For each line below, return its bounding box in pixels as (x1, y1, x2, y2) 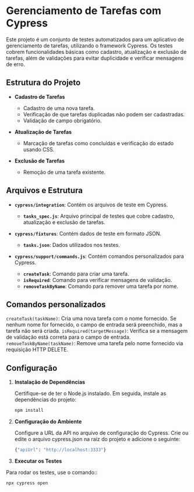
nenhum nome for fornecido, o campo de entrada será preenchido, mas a (6, 321, 182, 328)
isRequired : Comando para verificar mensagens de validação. (23, 276, 172, 283)
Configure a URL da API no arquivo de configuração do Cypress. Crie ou (14, 429, 189, 436)
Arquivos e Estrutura (6, 185, 83, 195)
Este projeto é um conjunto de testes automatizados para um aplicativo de (6, 36, 185, 43)
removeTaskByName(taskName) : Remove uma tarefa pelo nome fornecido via (6, 340, 184, 347)
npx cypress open (6, 480, 48, 486)
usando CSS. (23, 146, 55, 153)
